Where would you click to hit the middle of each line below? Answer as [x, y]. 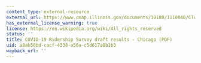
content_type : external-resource [48, 12]
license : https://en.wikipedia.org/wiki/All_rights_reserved [84, 28]
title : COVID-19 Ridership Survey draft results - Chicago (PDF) [89, 40]
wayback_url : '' [26, 51]
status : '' [20, 34]
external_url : [24, 17]
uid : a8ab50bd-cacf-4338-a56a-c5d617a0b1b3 [61, 46]
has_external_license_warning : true [52, 23]
